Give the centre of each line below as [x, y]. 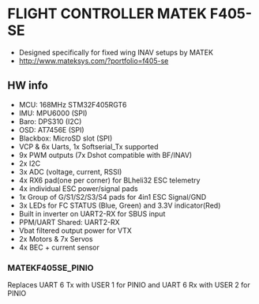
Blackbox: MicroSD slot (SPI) [66, 138]
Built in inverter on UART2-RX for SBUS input [92, 213]
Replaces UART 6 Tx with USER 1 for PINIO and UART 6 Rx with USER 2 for [129, 285]
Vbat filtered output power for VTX [75, 231]
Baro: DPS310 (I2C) [50, 121]
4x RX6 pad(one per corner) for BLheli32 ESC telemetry [109, 180]
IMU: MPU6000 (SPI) [53, 113]
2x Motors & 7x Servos [56, 238]
